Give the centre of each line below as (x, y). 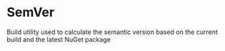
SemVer (31, 12)
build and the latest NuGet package (59, 39)
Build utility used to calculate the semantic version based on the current (112, 32)
